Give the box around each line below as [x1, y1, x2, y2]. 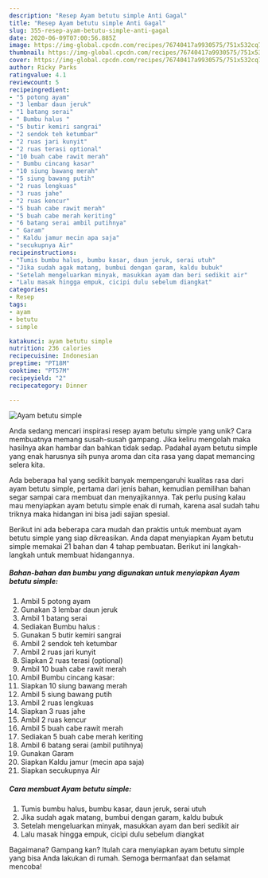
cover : [9, 57, 31, 65]
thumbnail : [9, 49, 45, 57]
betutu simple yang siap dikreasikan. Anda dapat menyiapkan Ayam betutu [9, 533, 254, 543]
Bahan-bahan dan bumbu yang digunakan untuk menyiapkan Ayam [9, 568, 240, 578]
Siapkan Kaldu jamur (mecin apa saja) [20, 758, 145, 767]
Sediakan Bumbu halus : [20, 622, 100, 632]
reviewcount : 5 [9, 78, 60, 86]
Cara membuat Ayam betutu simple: [9, 784, 132, 794]
